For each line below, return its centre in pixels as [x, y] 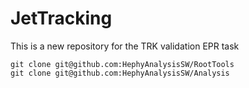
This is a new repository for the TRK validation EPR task [125, 46]
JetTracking [61, 18]
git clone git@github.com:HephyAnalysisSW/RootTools [122, 64]
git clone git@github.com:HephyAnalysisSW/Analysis [120, 73]
